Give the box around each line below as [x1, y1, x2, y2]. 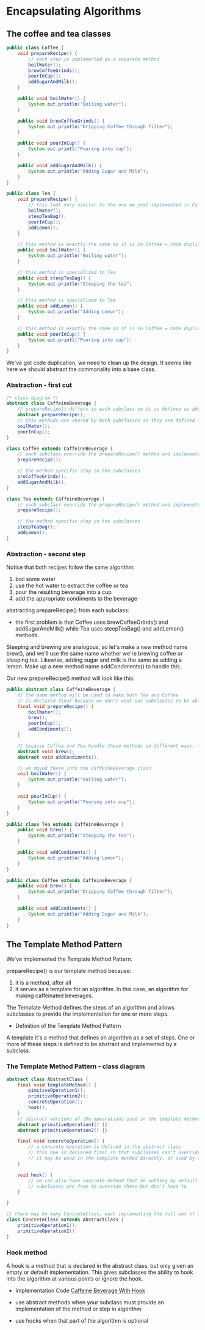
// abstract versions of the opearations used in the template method [17, 1116, 201, 1122]
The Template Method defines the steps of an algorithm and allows [6, 1004, 175, 1011]
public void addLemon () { [17, 303, 84, 309]
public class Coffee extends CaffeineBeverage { [6, 877, 132, 883]
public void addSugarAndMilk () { [17, 162, 103, 168]
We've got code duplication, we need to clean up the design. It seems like [6, 359, 192, 367]
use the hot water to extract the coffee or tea [15, 582, 128, 590]
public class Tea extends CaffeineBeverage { [6, 821, 124, 828]
